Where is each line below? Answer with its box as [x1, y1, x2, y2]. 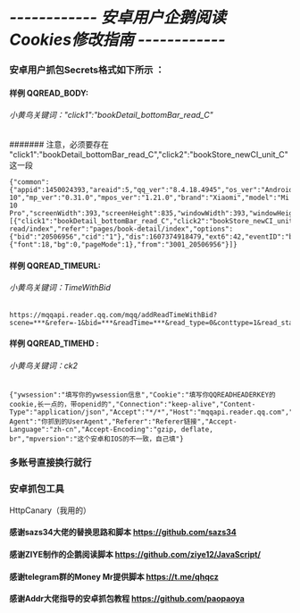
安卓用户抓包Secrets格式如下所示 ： [9, 63, 165, 76]
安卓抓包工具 [9, 483, 65, 495]
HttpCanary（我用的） [9, 505, 91, 516]
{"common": [9, 177, 50, 187]
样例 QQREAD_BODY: [9, 88, 89, 98]
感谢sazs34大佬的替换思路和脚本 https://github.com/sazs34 [9, 527, 237, 538]
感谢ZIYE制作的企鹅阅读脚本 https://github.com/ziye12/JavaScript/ [9, 549, 262, 559]
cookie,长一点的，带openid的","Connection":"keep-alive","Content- [9, 399, 256, 408]
